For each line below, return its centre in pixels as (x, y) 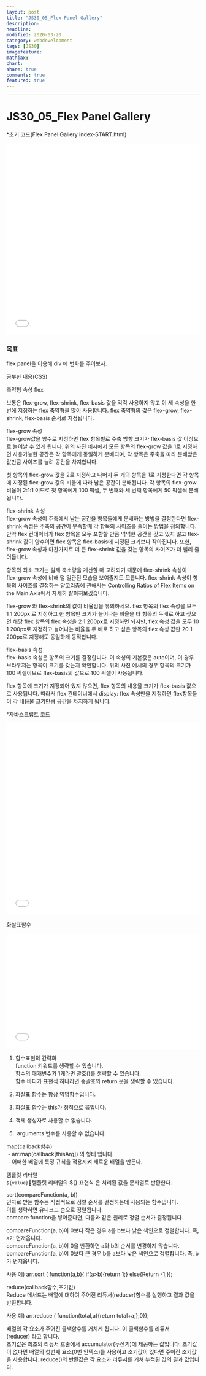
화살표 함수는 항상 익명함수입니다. (55, 1094)
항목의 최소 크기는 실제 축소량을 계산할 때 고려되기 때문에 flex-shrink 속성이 (97, 570)
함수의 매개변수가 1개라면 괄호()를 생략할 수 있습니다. (78, 1074)
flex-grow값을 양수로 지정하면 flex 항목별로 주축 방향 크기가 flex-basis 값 (94, 439)
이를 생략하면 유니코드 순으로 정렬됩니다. (55, 1210)
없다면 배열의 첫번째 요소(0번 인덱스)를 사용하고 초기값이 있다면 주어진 (97, 1352)
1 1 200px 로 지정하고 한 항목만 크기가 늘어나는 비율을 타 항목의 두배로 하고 (96, 614)
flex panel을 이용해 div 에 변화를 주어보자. (57, 363)
